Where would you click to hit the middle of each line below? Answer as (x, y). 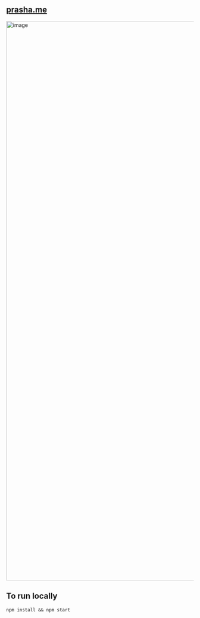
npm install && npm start (38, 610)
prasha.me (27, 10)
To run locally (32, 596)
